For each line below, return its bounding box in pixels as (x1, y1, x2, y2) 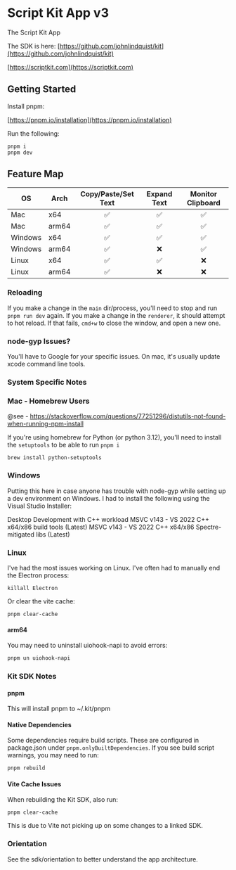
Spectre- (195, 523, 222, 531)
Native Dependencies (7, 720, 72, 729)
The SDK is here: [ (7, 41, 60, 50)
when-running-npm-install (7, 420, 84, 428)
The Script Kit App (7, 28, 61, 37)
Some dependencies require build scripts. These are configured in (7, 736, 199, 745)
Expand (146, 188, 173, 198)
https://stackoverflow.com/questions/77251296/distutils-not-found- (29, 412, 226, 421)
